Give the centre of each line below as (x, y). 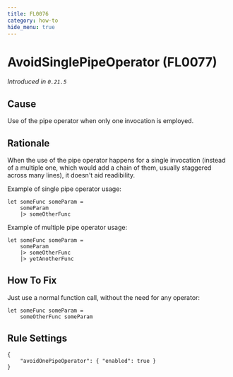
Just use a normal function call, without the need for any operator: (103, 297)
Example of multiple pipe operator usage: (67, 227)
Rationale (29, 143)
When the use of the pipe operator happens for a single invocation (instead (116, 160)
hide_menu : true (31, 27)
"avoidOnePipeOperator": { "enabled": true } (88, 361)
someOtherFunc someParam (56, 317)
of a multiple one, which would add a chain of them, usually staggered (109, 168)
